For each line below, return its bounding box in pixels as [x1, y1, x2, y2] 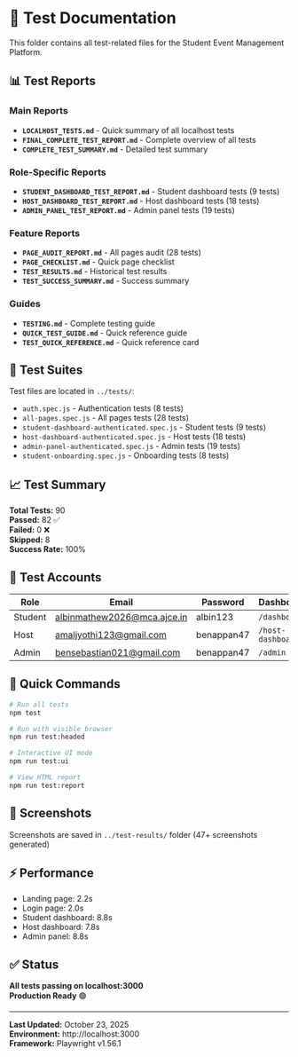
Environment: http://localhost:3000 [9, 1029, 140, 1039]
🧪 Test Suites [9, 362, 83, 377]
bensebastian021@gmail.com [54, 646, 181, 659]
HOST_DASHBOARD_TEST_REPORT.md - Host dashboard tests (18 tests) [21, 195, 260, 206]
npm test [9, 708, 42, 717]
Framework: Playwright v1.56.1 [9, 1038, 122, 1049]
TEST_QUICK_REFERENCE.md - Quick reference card [21, 336, 200, 347]
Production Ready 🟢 [9, 990, 87, 1001]
